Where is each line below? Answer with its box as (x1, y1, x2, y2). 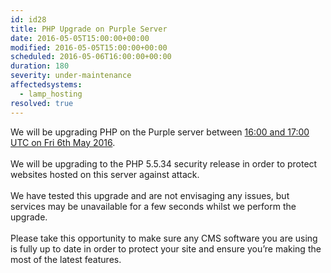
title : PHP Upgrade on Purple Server (10, 24, 168, 34)
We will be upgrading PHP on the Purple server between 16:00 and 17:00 (10, 126, 310, 138)
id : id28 (10, 14, 47, 25)
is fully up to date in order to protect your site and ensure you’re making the (10, 242, 322, 255)
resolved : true (10, 98, 74, 108)
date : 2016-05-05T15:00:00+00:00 (10, 33, 150, 43)
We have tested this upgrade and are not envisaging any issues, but (10, 189, 290, 201)
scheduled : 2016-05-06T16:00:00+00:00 (10, 52, 172, 62)
